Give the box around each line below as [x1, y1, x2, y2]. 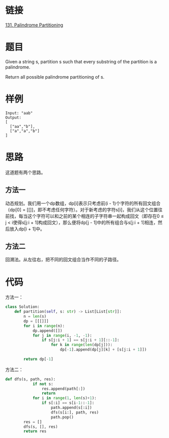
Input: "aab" [5, 110, 33, 115]
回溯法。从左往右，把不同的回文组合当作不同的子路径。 [5, 256, 121, 263]
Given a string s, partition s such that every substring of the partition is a [5, 58, 157, 64]
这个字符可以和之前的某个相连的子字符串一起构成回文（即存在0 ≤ [27, 213, 164, 219]
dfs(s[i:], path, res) [50, 409, 99, 415]
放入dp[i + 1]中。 [9, 226, 45, 232]
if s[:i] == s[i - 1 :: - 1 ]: [41, 400, 95, 406]
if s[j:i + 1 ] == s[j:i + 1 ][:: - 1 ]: [41, 337, 120, 343]
